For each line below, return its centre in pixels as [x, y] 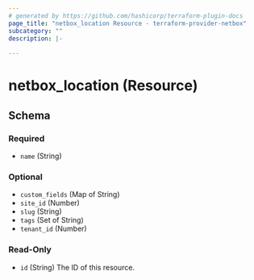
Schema [29, 115]
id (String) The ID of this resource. [77, 267]
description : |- [35, 38]
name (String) [41, 156]
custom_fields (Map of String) [70, 194]
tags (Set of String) [52, 220]
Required [27, 138]
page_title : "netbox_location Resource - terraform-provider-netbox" [128, 23]
